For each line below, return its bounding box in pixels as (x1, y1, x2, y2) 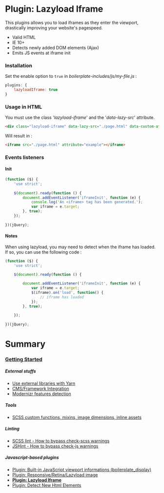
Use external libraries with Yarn (12, 380, 76, 386)
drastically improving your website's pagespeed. (5, 24, 103, 30)
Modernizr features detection (12, 391, 71, 397)
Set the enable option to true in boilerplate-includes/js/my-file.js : (5, 73, 137, 79)
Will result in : (5, 133, 33, 139)
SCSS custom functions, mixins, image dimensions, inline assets (12, 415, 142, 421)
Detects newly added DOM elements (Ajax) (12, 45, 99, 50)
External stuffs (5, 368, 36, 374)
